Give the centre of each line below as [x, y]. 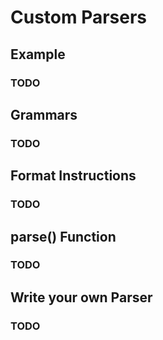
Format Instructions [73, 176]
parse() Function [63, 236]
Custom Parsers [79, 17]
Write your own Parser [81, 297]
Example [38, 54]
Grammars [44, 114]
